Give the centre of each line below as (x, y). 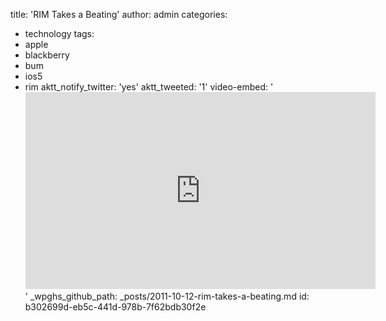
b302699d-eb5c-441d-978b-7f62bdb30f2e (115, 307)
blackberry (47, 55)
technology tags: (59, 33)
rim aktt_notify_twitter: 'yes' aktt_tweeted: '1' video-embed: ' (149, 87)
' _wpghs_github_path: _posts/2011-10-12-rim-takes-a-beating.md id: (167, 296)
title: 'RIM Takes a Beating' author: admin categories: (119, 14)
